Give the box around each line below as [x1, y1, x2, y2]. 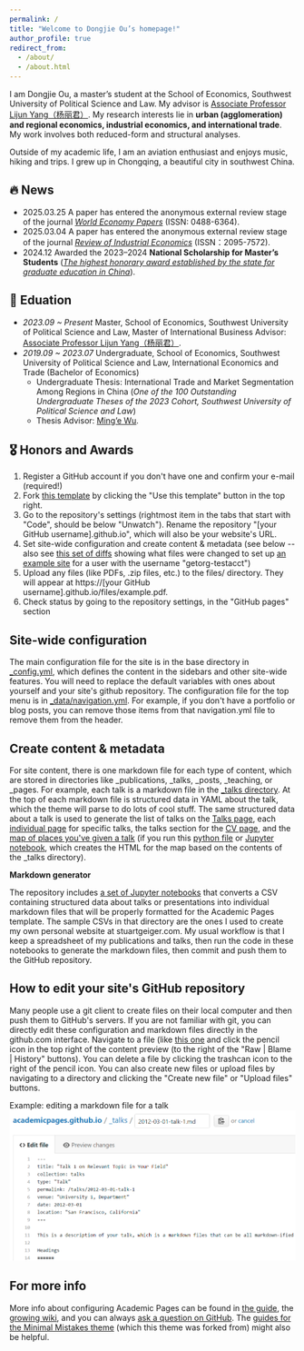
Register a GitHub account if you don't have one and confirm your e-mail [22, 471, 295, 482]
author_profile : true [9, 34, 92, 43]
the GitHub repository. [9, 955, 93, 966]
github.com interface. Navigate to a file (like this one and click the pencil [9, 1034, 279, 1045]
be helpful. [9, 1331, 50, 1342]
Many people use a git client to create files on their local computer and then [9, 1005, 292, 1016]
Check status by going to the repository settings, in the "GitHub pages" [22, 596, 289, 608]
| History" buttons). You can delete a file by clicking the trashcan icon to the [9, 1053, 293, 1064]
